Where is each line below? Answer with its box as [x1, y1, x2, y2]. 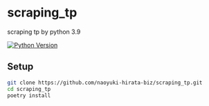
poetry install [7, 92, 51, 99]
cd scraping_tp [7, 85, 51, 92]
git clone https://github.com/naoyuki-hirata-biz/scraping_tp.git [7, 79, 203, 86]
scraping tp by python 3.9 [7, 28, 81, 36]
